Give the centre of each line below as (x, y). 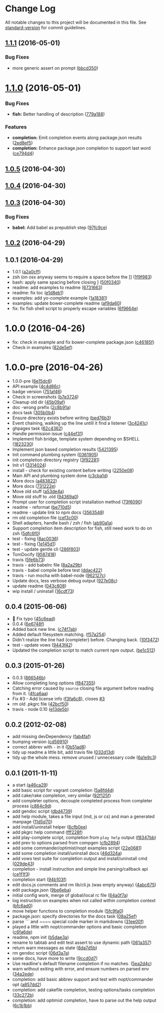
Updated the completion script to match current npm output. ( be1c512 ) (84, 650)
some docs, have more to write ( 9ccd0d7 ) (55, 958)
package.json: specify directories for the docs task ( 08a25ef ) (74, 916)
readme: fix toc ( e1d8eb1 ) (38, 293)
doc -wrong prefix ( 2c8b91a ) (41, 407)
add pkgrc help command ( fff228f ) (47, 832)
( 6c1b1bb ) (22, 1006)
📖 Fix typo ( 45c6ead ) (34, 618)
